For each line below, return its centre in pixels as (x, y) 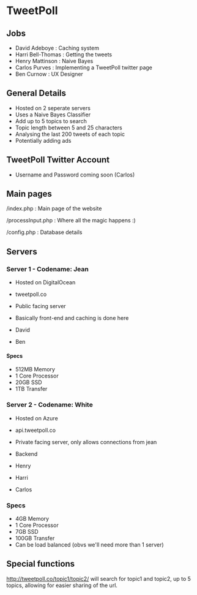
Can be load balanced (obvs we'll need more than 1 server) (89, 544)
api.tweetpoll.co (35, 430)
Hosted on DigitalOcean (45, 282)
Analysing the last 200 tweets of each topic (70, 134)
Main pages (29, 194)
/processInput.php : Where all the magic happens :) (71, 221)
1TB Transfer (31, 389)
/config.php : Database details (44, 232)
